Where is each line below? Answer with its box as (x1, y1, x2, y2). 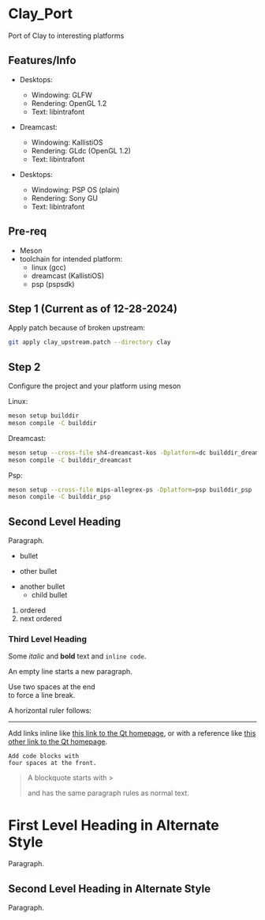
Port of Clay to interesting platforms (8, 31, 125, 40)
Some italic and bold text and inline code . (8, 651, 147, 661)
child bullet (31, 590, 68, 600)
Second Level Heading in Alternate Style (8, 882, 211, 895)
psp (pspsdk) (31, 279, 75, 288)
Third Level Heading (8, 634, 88, 645)
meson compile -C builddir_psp (8, 493, 111, 501)
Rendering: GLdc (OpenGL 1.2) (31, 145, 132, 155)
